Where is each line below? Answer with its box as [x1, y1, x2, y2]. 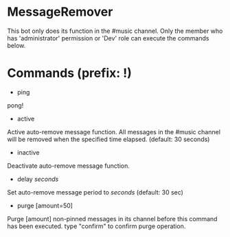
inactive [16, 148, 40, 156]
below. [7, 41, 26, 49]
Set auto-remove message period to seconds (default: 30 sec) [7, 188, 184, 196]
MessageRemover [7, 4, 113, 20]
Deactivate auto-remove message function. [7, 162, 130, 170]
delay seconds [16, 175, 59, 183]
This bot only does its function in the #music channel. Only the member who [7, 27, 223, 35]
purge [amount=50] [16, 201, 73, 210]
